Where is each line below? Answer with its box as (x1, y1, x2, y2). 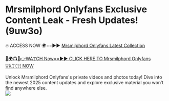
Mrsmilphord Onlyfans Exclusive (5, 4, 147, 15)
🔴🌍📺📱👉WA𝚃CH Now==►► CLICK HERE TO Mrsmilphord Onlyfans (5, 55, 151, 62)
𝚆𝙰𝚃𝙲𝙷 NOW (5, 63, 34, 69)
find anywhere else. (5, 85, 47, 91)
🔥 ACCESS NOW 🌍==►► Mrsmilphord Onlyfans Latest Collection (5, 42, 145, 48)
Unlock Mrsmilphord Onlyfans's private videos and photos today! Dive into (5, 74, 162, 80)
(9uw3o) (5, 26, 43, 37)
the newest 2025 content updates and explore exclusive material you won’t (5, 79, 164, 85)
